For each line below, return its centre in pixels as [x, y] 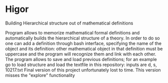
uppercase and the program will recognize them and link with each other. [81, 54]
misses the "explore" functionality [40, 75]
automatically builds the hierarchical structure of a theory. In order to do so [82, 38]
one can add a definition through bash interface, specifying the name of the [83, 43]
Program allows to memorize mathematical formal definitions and [72, 32]
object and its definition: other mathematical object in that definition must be [84, 48]
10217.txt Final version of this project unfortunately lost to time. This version [83, 70]
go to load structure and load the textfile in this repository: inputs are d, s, [81, 64]
